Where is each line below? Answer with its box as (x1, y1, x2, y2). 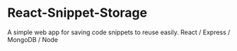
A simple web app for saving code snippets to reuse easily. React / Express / (7, 28, 231, 36)
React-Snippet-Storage (7, 5, 147, 21)
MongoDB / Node (7, 35, 59, 43)
